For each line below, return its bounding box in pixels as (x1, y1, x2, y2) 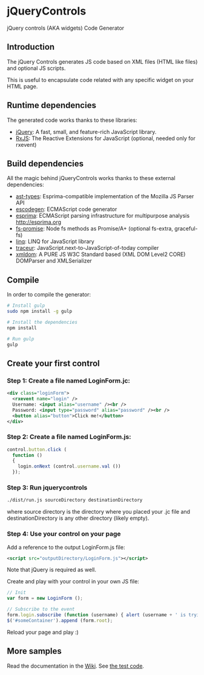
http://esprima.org (15, 218, 62, 226)
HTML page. (7, 82, 38, 90)
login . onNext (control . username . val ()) (18, 463, 121, 469)
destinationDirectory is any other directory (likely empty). (7, 514, 150, 522)
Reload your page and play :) (7, 628, 79, 636)
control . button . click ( (7, 446, 67, 452)
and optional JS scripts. (7, 64, 66, 72)
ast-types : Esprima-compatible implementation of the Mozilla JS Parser (15, 193, 194, 200)
